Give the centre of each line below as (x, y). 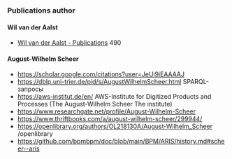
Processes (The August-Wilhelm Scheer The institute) (95, 104)
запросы (30, 89)
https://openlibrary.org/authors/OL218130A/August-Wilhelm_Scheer (115, 126)
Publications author (41, 11)
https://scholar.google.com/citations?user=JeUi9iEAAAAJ (101, 74)
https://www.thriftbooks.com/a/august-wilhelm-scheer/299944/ (110, 119)
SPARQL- (196, 82)
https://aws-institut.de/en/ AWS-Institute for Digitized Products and (114, 97)
